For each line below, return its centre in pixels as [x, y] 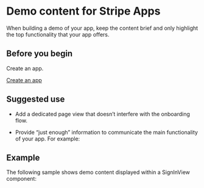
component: [21, 179]
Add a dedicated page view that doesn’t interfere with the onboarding [103, 114]
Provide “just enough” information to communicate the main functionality [106, 132]
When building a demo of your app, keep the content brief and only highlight [102, 28]
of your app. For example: [47, 139]
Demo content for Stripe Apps [83, 11]
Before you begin [40, 54]
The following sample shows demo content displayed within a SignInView [98, 172]
